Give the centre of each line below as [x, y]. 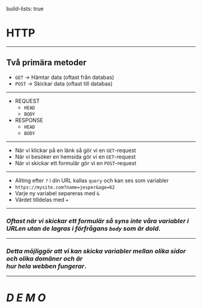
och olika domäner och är [44, 259]
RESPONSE [29, 120]
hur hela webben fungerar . [46, 266]
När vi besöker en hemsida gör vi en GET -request [75, 157]
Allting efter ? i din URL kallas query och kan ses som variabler [92, 180]
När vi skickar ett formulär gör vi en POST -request [75, 163]
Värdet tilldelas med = [42, 200]
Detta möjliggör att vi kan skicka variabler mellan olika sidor [96, 251]
